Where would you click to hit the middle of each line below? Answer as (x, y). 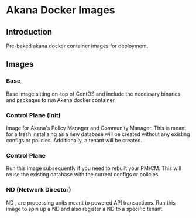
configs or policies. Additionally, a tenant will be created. (74, 140)
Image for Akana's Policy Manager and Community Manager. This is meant (96, 128)
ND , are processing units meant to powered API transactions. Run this (91, 202)
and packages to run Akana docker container (61, 100)
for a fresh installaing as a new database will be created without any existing (98, 134)
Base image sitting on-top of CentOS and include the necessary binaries (93, 94)
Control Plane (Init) (33, 115)
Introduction (29, 32)
